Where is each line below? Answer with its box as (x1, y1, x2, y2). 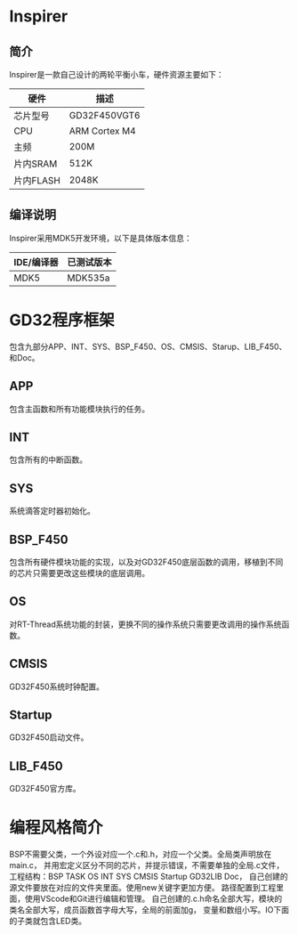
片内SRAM (13, 158, 58, 170)
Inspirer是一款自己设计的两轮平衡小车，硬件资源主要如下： (9, 69, 224, 79)
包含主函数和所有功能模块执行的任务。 (9, 403, 149, 414)
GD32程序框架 (9, 310, 115, 330)
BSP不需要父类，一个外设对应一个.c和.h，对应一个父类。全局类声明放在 (9, 849, 272, 860)
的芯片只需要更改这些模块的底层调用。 (9, 568, 149, 578)
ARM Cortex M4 (68, 125, 136, 137)
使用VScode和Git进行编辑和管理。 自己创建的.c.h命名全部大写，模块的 (24, 893, 283, 905)
